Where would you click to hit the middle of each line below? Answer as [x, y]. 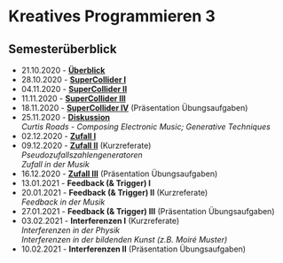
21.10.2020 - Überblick [63, 70]
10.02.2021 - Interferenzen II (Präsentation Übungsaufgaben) [133, 249]
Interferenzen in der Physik [71, 230]
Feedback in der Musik [63, 202]
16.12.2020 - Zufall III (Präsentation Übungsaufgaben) [119, 174]
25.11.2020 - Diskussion [65, 117]
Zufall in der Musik [55, 164]
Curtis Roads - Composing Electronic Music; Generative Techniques [146, 127]
